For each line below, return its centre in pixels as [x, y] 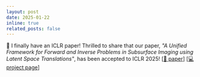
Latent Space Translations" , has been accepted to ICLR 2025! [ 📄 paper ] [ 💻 [100, 59]
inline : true [23, 23]
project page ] [23, 67]
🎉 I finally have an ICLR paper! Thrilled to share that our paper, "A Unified [97, 46]
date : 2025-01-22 [28, 17]
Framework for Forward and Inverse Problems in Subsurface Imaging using [100, 52]
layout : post [23, 12]
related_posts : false [33, 29]
